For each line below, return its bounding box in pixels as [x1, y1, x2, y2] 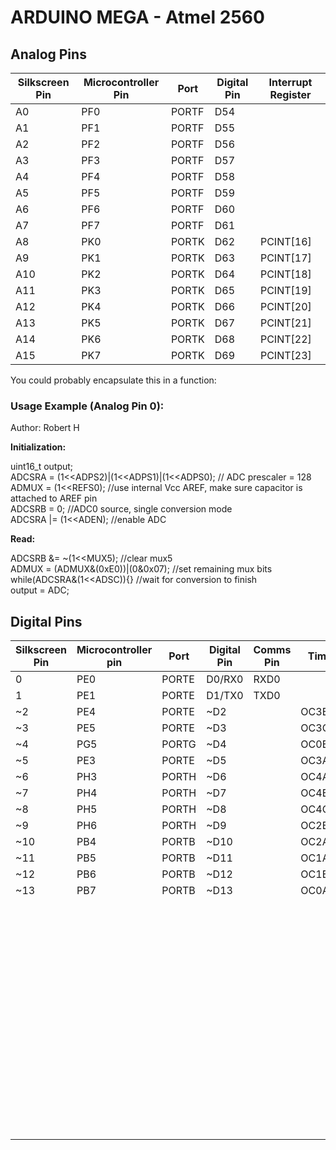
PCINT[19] [259, 284, 312, 297]
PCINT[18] [259, 267, 312, 281]
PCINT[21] [259, 316, 312, 330]
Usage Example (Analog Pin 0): [10, 399, 165, 413]
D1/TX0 [206, 689, 244, 703]
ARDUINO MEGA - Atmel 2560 [10, 6, 265, 29]
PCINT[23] [259, 349, 312, 362]
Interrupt [268, 76, 313, 89]
